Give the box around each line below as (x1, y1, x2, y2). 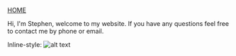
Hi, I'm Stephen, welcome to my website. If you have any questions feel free (7, 20, 229, 27)
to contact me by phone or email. (7, 27, 104, 35)
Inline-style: (7, 41, 43, 48)
